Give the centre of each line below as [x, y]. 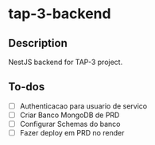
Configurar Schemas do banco [70, 124]
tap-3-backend [60, 14]
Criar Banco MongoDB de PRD [70, 115]
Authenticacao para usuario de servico [83, 106]
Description [38, 43]
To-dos [27, 87]
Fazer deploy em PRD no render [72, 133]
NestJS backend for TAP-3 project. [66, 62]
